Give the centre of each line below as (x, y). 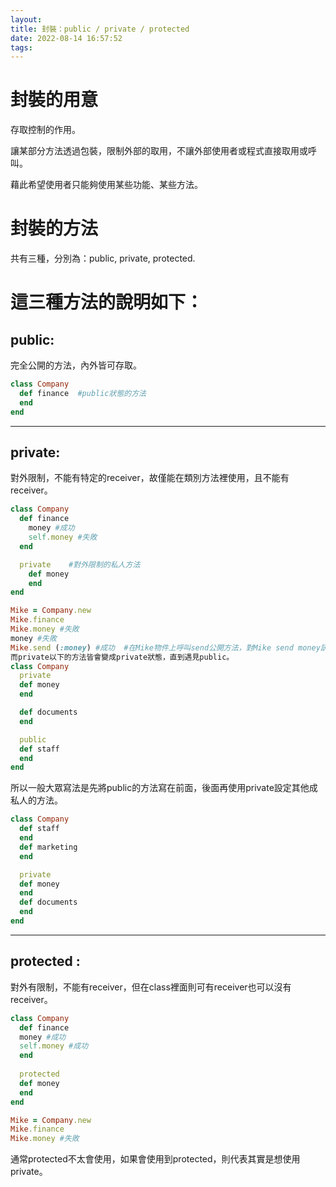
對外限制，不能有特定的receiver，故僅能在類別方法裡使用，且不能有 (150, 478)
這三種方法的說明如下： (107, 302)
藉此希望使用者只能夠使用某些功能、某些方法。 (106, 185)
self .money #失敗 (63, 537)
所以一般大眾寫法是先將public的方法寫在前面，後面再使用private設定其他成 (164, 788)
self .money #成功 (54, 1046)
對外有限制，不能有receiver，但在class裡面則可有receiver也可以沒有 (151, 987)
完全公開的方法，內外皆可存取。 (76, 365)
